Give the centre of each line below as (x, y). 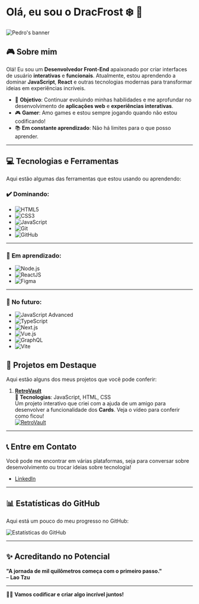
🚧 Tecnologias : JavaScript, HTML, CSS (63, 397)
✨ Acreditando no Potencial (58, 557)
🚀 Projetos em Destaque (51, 365)
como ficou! (29, 416)
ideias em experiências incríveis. (46, 88)
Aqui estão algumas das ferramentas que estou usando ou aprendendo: (94, 179)
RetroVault (28, 391)
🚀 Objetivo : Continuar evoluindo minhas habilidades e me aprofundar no (103, 100)
